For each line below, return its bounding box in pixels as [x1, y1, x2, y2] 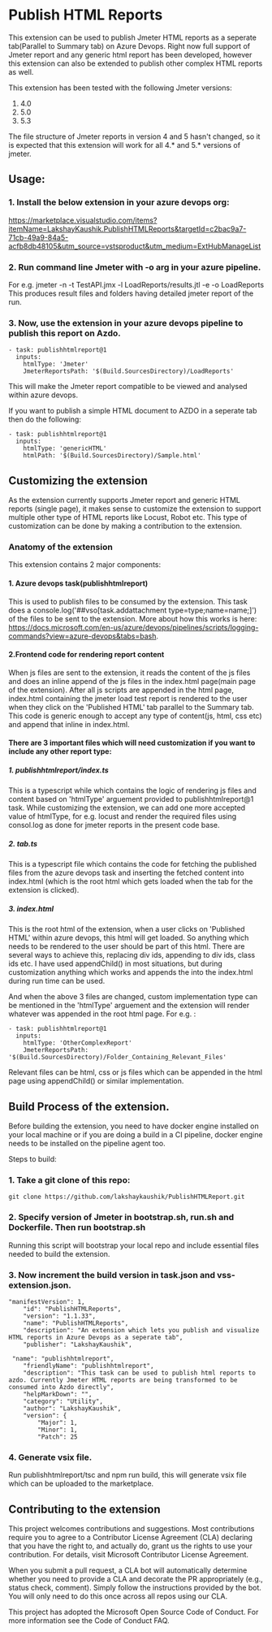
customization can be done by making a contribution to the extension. [8, 522, 242, 531]
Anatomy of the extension [8, 541, 114, 552]
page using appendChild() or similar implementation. [8, 1076, 184, 1086]
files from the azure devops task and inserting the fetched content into [8, 868, 245, 878]
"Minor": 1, [37, 1426, 79, 1434]
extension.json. [8, 1279, 71, 1291]
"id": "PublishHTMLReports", [23, 1305, 122, 1313]
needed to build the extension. [8, 1249, 110, 1258]
